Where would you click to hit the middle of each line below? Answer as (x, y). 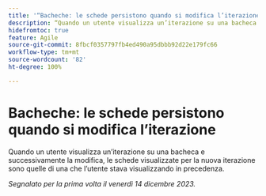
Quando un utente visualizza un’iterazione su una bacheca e (107, 152)
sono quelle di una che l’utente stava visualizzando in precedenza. (116, 168)
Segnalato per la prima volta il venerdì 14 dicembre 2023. (102, 183)
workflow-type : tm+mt (44, 52)
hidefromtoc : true (38, 30)
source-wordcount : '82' (47, 60)
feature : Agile (33, 38)
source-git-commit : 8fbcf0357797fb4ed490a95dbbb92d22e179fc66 (113, 45)
